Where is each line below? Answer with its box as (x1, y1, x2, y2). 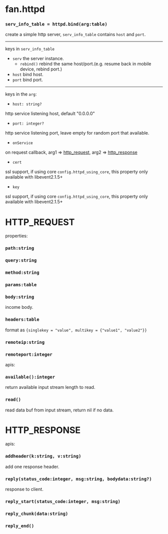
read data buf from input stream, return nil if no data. (5, 407, 114, 413)
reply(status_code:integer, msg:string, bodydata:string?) (5, 476, 152, 481)
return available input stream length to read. (5, 384, 95, 390)
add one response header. (5, 463, 59, 469)
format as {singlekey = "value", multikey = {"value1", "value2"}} (5, 327, 147, 333)
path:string (5, 245, 34, 251)
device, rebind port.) (19, 66, 62, 72)
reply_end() (5, 523, 34, 528)
